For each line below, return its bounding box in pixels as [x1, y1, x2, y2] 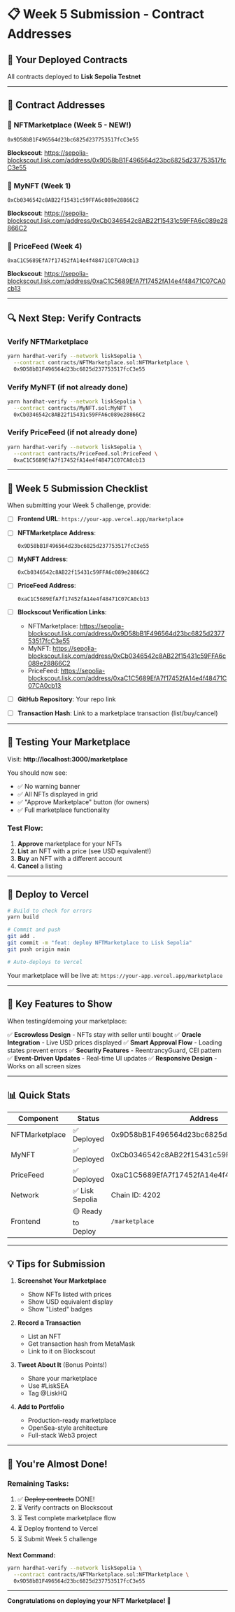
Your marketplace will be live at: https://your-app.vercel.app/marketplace [7, 971, 223, 979]
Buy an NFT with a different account [17, 854, 122, 862]
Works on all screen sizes [7, 1061, 81, 1070]
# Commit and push [7, 926, 61, 933]
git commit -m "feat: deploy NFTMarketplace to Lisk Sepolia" [7, 939, 192, 946]
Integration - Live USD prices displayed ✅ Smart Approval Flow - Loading [7, 1038, 222, 1047]
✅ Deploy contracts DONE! [17, 1494, 95, 1503]
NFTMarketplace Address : [17, 529, 97, 537]
